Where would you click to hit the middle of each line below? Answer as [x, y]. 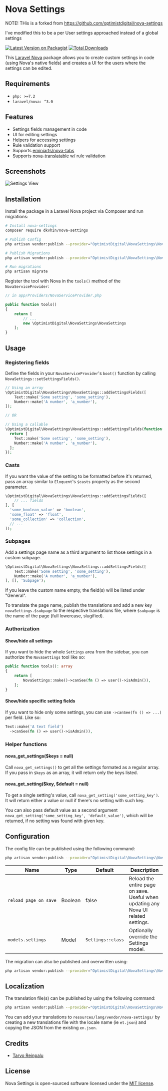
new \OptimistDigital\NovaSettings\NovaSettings [75, 323]
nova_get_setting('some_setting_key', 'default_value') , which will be [79, 815]
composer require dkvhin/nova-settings [47, 231]
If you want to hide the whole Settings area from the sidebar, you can [77, 652]
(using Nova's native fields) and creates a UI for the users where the [75, 63]
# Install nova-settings [31, 226]
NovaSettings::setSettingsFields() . [43, 379]
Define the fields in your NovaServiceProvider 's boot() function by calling [80, 373]
